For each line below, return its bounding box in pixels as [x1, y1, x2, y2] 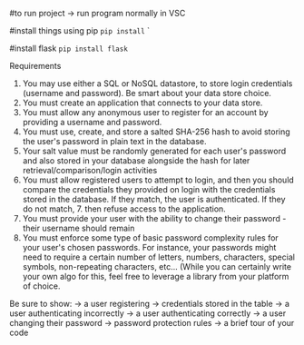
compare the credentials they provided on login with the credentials [22, 184, 276, 194]
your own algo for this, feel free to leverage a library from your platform [22, 271, 289, 281]
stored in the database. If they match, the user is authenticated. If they [22, 194, 286, 204]
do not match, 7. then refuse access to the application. [22, 203, 227, 214]
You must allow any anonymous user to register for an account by [22, 107, 270, 117]
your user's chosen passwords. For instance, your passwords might [22, 242, 277, 252]
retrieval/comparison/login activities [22, 165, 158, 175]
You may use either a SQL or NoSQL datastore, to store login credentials [22, 78, 293, 89]
